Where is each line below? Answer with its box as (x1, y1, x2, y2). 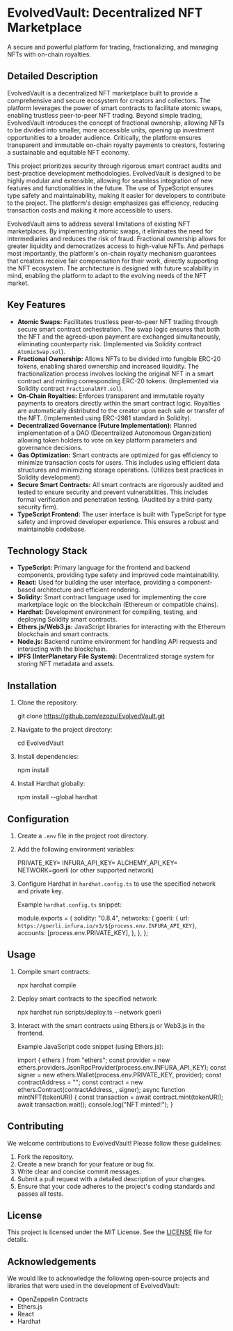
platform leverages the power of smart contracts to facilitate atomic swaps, (7, 103, 223, 112)
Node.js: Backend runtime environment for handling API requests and (17, 638, 218, 646)
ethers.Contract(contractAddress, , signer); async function (17, 1085, 186, 1093)
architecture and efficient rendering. (37, 585, 140, 594)
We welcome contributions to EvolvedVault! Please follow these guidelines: (7, 1139, 223, 1147)
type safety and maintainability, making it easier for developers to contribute (7, 191, 226, 199)
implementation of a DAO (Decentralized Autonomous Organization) (17, 429, 212, 437)
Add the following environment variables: (17, 845, 136, 853)
